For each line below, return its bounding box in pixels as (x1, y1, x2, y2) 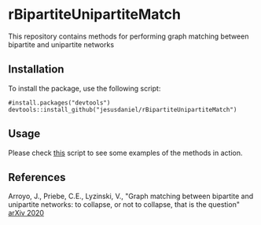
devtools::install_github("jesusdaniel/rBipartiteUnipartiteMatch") (8, 105, 237, 113)
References (8, 171, 66, 184)
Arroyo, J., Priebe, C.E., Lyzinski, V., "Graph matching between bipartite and (8, 191, 254, 201)
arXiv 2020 (8, 208, 45, 218)
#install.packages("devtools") (8, 98, 111, 107)
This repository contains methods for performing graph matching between (8, 31, 249, 41)
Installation (8, 63, 64, 76)
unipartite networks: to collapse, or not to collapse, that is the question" (8, 200, 240, 209)
